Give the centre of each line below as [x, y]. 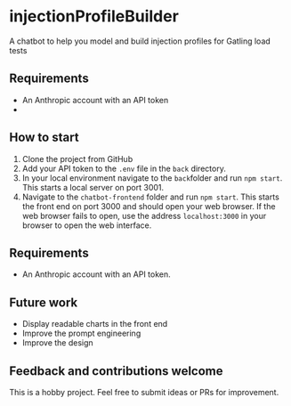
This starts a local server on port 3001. [93, 187]
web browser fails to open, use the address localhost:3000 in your [144, 215]
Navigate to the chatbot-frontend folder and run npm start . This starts [151, 197]
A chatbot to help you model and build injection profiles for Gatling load [140, 41]
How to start [44, 138]
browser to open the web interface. [87, 225]
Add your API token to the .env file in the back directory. [124, 168]
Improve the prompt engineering [81, 333]
